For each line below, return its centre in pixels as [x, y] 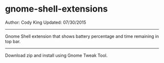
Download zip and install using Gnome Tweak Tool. [56, 55]
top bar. [13, 41]
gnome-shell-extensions [57, 9]
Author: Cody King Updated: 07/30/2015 [46, 22]
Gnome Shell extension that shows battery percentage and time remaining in [82, 36]
